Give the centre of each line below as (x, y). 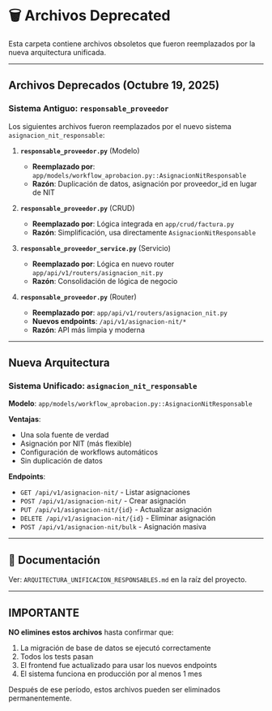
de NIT (43, 192)
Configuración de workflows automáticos (89, 452)
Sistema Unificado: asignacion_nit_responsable (103, 386)
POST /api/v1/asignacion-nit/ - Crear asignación (103, 501)
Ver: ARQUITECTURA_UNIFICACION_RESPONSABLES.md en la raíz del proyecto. (127, 580)
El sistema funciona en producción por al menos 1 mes (111, 674)
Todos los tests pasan (57, 656)
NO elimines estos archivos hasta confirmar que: (91, 632)
